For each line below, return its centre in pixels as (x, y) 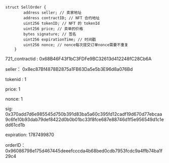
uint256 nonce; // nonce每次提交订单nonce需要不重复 (76, 45)
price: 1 (13, 89)
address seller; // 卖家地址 (53, 13)
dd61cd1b (15, 125)
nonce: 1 (14, 99)
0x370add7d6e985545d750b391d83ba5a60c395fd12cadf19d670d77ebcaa (84, 114)
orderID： (15, 145)
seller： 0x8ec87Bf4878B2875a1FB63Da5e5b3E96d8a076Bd (69, 69)
